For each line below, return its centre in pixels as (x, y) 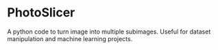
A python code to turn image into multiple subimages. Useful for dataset (109, 32)
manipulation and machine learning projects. (70, 38)
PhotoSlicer (41, 13)
